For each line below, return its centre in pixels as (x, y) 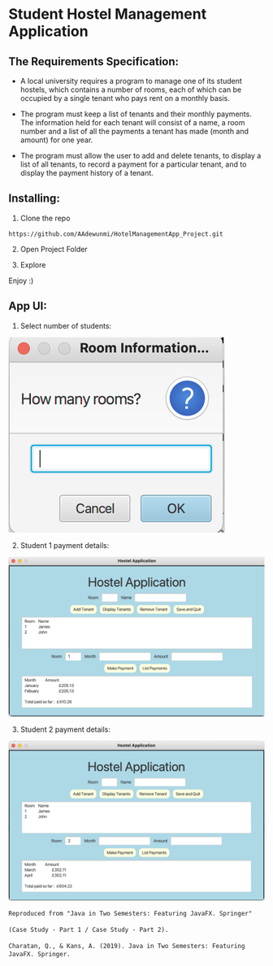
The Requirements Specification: (94, 61)
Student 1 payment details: (65, 545)
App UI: (28, 306)
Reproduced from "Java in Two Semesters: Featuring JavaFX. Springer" (130, 914)
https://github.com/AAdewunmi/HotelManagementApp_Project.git (116, 234)
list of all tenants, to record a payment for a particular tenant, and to (133, 164)
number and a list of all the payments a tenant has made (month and (134, 131)
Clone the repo (45, 218)
